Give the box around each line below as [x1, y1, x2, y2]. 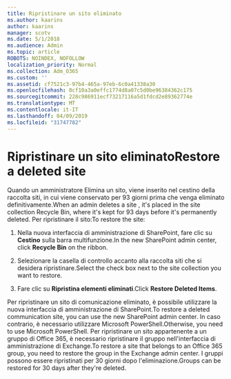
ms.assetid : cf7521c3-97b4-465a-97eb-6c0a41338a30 [7, 81, 156, 88]
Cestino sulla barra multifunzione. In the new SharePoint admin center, [17, 236, 217, 245]
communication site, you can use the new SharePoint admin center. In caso [7, 313, 221, 321]
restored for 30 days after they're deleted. [7, 364, 127, 372]
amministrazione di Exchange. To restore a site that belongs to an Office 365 [7, 342, 223, 350]
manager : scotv [7, 29, 51, 37]
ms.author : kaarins [7, 17, 63, 23]
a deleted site [7, 163, 86, 179]
